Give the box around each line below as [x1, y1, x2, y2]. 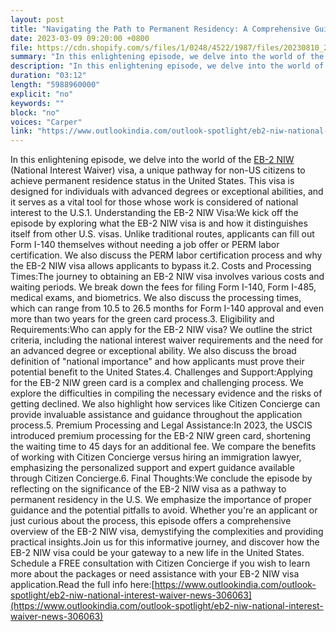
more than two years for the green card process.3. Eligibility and [10, 313, 275, 325]
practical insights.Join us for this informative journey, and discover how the [10, 536, 320, 548]
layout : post [10, 14, 65, 25]
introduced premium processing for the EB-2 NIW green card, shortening [10, 430, 312, 442]
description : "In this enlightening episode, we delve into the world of [10, 61, 325, 71]
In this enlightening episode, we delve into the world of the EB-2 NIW [10, 154, 295, 166]
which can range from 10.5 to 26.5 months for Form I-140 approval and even [10, 302, 325, 315]
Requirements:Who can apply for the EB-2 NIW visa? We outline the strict [10, 324, 313, 336]
